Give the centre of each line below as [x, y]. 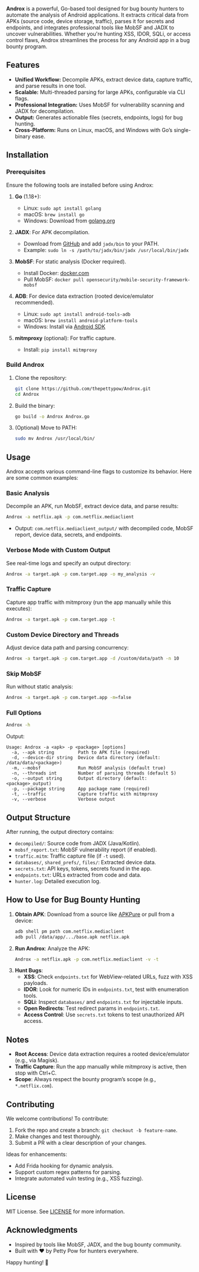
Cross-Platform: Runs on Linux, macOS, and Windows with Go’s [94, 130]
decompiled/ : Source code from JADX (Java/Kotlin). [78, 843]
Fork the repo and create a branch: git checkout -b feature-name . [96, 1130]
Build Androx [25, 365]
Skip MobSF [24, 673]
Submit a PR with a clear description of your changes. [80, 1143]
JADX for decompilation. [45, 111]
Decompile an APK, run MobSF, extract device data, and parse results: [92, 506]
